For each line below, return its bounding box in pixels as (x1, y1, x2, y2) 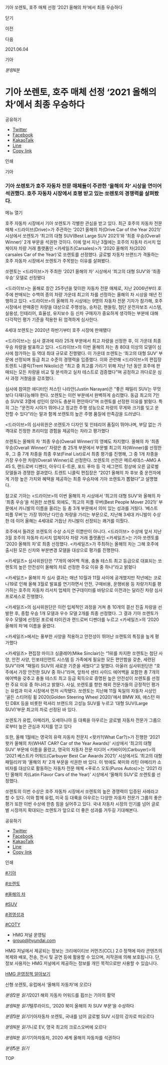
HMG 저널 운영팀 (12, 932, 46, 938)
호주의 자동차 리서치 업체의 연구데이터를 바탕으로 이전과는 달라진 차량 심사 (18, 587, 163, 593)
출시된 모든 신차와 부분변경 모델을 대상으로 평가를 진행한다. (5, 547, 120, 553)
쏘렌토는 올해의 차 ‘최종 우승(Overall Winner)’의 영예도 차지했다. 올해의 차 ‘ (5, 438, 151, 444)
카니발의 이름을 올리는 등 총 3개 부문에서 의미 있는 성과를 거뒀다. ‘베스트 (18, 505, 158, 511)
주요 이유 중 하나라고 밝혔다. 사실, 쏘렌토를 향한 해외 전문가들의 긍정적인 (10, 681, 150, 687)
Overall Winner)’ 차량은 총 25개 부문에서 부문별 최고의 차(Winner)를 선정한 (14, 444, 162, 451)
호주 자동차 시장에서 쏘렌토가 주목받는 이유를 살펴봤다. (5, 258, 111, 264)
